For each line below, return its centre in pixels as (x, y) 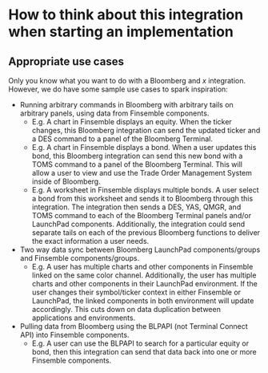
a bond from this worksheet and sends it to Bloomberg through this (142, 199)
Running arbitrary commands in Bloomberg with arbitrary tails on (126, 105)
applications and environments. (84, 318)
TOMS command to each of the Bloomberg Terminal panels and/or (142, 215)
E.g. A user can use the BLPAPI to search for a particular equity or (140, 343)
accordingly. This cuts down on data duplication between (126, 309)
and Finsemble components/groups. (80, 258)
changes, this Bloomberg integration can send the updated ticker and (146, 130)
